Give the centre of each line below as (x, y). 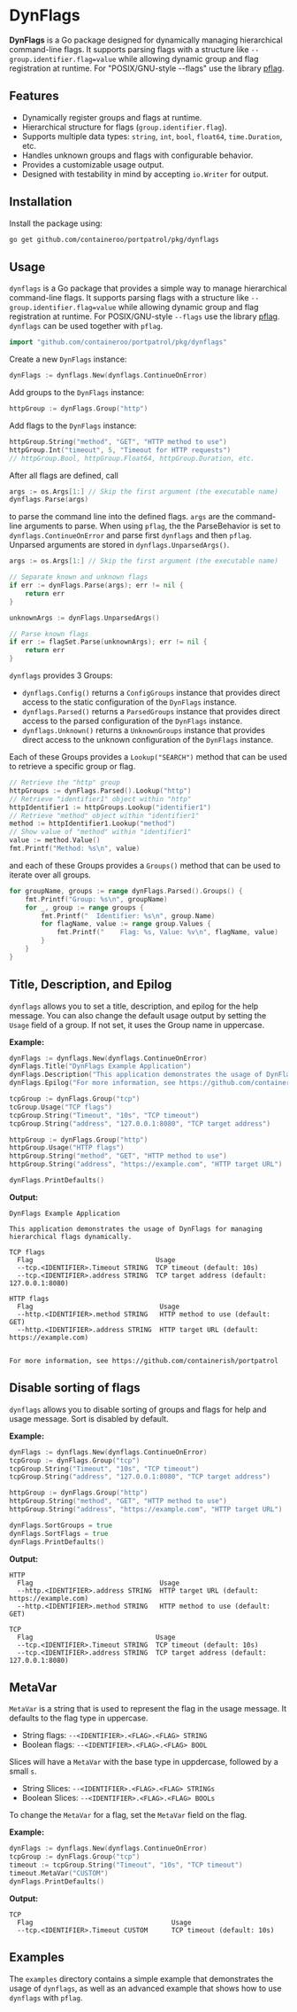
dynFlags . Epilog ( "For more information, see (92, 1083)
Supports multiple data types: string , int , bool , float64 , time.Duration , (152, 136)
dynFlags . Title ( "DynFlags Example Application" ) (100, 1066)
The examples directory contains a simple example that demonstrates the (141, 1978)
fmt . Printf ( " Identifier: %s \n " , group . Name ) (128, 916)
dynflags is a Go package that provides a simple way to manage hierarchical (148, 288)
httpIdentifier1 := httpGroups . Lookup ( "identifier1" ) (110, 807)
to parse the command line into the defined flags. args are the (122, 517)
